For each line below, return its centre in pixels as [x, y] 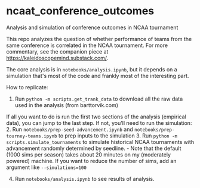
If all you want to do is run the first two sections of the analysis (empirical [96, 117]
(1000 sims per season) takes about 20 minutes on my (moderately [89, 154]
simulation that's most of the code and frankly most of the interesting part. [98, 76]
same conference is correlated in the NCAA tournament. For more [87, 45]
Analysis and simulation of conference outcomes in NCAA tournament [92, 27]
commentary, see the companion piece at [57, 51]
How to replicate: [27, 87]
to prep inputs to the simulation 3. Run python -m [118, 136]
